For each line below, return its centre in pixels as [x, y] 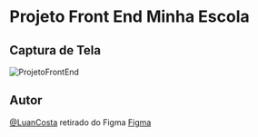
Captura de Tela [55, 50]
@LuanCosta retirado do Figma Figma [80, 122]
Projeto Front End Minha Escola [129, 17]
